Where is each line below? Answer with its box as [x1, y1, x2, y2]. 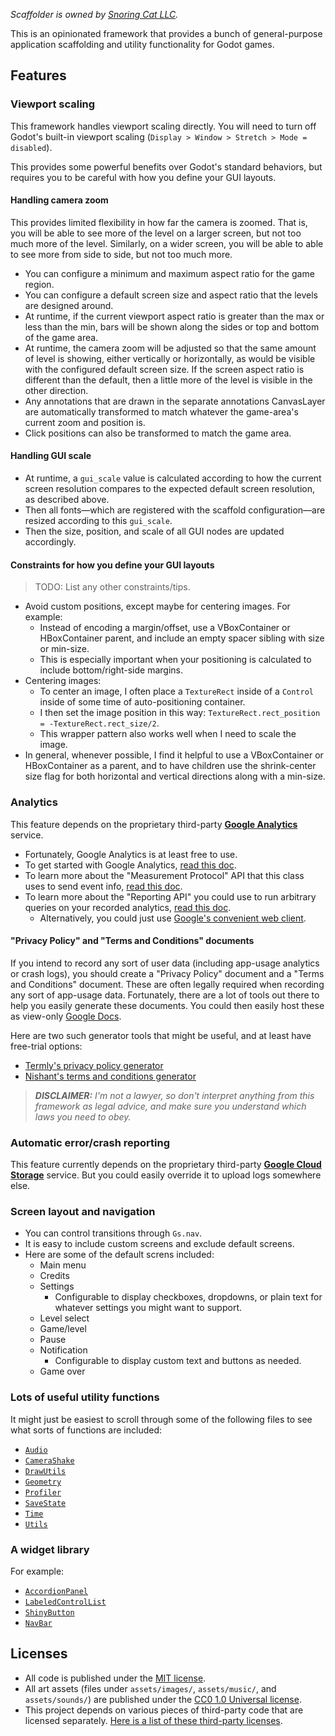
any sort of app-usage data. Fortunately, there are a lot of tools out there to [10, 989, 320, 1001]
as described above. [24, 494, 110, 506]
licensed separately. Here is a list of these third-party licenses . [24, 1714, 283, 1726]
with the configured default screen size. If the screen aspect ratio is [24, 363, 305, 375]
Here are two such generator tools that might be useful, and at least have [10, 1029, 312, 1041]
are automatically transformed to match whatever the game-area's [24, 405, 299, 418]
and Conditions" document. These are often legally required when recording [10, 978, 325, 990]
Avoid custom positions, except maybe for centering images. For [24, 600, 291, 613]
